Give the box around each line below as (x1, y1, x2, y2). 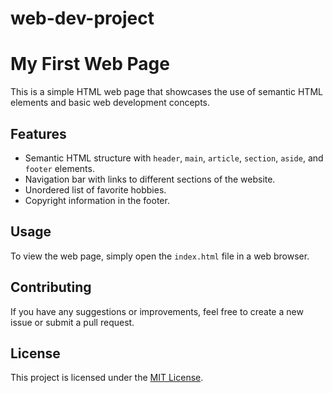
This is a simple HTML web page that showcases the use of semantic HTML (10, 86, 323, 98)
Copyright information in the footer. (24, 194, 170, 206)
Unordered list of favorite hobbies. (24, 183, 167, 196)
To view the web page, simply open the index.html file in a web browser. (10, 250, 310, 262)
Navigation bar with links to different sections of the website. (24, 173, 276, 185)
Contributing (10, 279, 92, 296)
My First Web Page (10, 53, 170, 76)
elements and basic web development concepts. (10, 97, 211, 109)
